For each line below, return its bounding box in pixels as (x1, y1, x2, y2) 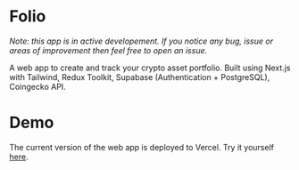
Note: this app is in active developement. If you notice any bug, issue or (9, 36, 274, 46)
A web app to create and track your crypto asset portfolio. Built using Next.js (9, 62, 291, 73)
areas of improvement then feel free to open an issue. (9, 45, 208, 55)
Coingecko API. (9, 81, 67, 92)
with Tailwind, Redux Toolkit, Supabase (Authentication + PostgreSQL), (9, 71, 270, 82)
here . (9, 151, 29, 162)
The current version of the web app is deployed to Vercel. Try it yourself (9, 142, 275, 152)
